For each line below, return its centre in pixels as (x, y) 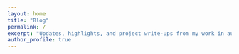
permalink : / (27, 27)
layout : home (27, 14)
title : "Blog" (28, 20)
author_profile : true (39, 40)
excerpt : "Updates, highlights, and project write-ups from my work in (116, 33)
